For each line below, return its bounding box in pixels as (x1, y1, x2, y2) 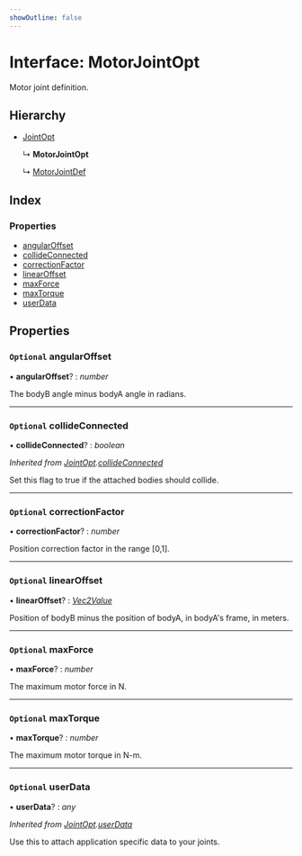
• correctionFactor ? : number (9, 526, 120, 536)
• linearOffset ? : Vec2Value (9, 595, 112, 606)
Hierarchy (9, 107, 67, 122)
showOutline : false (9, 13, 83, 23)
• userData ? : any (9, 801, 76, 812)
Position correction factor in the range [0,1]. (9, 544, 171, 554)
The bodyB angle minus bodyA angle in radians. (9, 388, 187, 399)
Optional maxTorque (9, 712, 101, 725)
